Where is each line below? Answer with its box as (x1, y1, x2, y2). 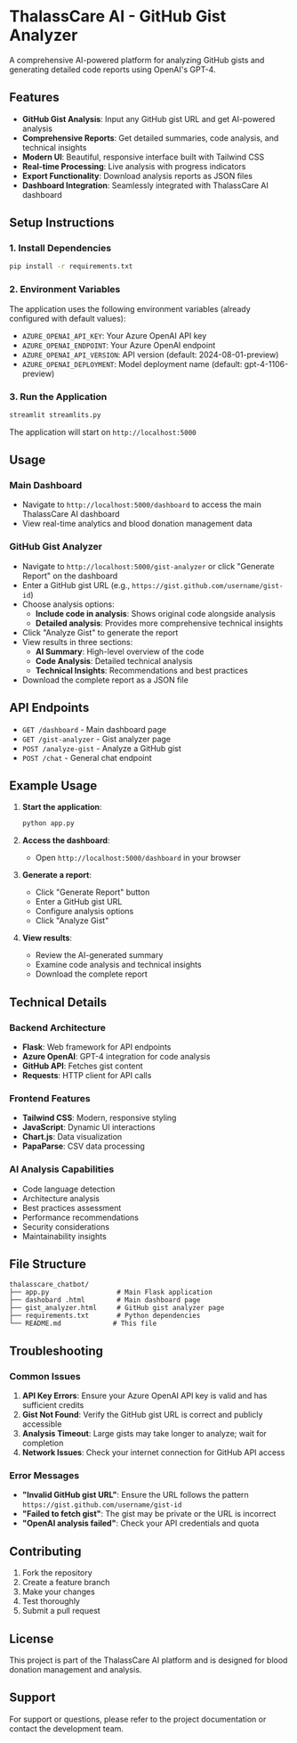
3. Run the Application (9, 390, 108, 403)
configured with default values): (9, 313, 126, 323)
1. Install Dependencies (9, 242, 112, 255)
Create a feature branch (21, 1577, 110, 1588)
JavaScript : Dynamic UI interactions (21, 1122, 156, 1133)
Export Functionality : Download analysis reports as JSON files (21, 170, 253, 181)
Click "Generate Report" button (35, 887, 150, 897)
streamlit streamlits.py (9, 410, 101, 420)
